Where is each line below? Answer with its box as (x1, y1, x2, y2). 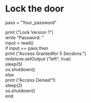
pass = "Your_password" (5, 19, 57, 25)
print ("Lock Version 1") (5, 29, 54, 35)
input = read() (5, 39, 34, 45)
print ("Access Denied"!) (5, 77, 56, 83)
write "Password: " (5, 34, 44, 40)
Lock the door (5, 3, 64, 14)
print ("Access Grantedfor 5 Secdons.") (5, 50, 86, 56)
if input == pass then (5, 45, 49, 51)
